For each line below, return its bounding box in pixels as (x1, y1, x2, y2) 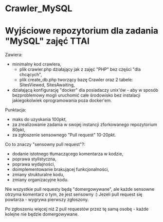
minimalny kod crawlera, (12, 61, 62, 67)
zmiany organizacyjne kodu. (12, 177, 69, 183)
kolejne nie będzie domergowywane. (5, 211, 79, 217)
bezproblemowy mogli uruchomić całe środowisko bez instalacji (12, 92, 141, 98)
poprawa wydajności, (12, 161, 55, 167)
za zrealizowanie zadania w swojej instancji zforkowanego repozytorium (12, 121, 157, 127)
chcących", (19, 72, 42, 78)
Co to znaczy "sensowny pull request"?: (5, 141, 86, 147)
